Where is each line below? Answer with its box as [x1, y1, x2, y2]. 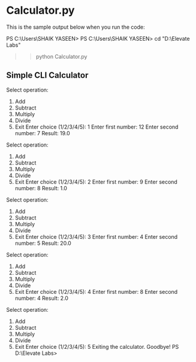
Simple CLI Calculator [6, 70, 89, 81]
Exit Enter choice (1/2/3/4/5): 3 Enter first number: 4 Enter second [14, 233, 178, 240]
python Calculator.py [35, 53, 88, 60]
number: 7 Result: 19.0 [14, 129, 70, 136]
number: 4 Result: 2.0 [14, 294, 69, 302]
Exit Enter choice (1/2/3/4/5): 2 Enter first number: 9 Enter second [14, 178, 178, 185]
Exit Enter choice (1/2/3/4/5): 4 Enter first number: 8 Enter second [14, 288, 178, 295]
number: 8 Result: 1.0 [14, 184, 68, 191]
